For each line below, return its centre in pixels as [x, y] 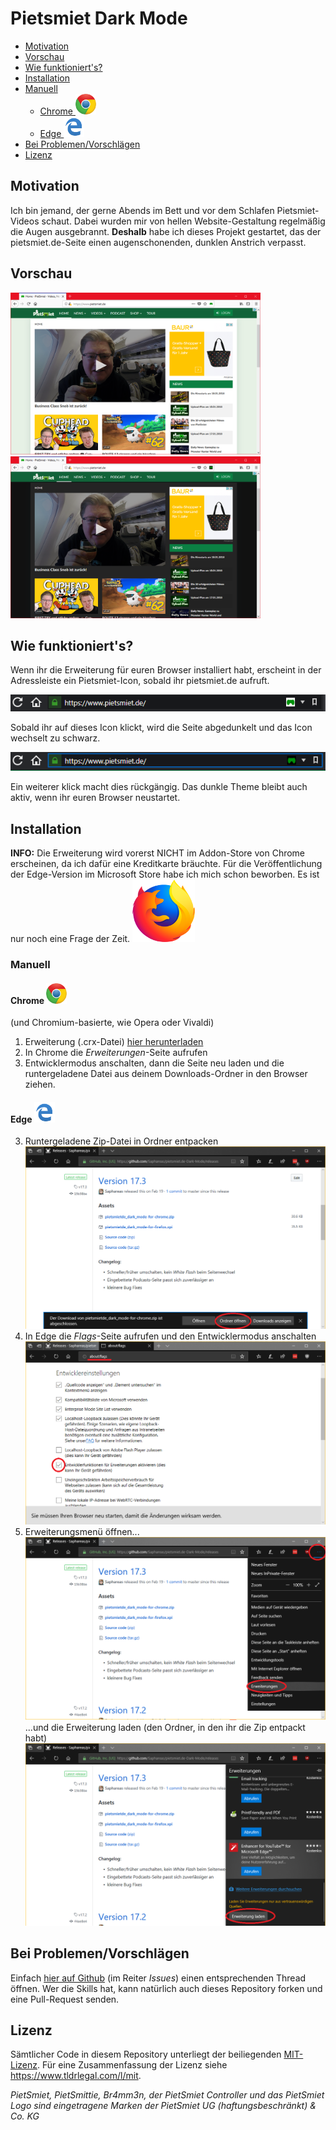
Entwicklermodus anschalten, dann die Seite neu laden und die [154, 1063]
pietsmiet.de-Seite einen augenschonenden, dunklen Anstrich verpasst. [158, 242]
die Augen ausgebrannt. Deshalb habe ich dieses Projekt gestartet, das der [166, 231]
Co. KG [25, 2116]
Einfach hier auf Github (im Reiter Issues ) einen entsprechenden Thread [158, 1978]
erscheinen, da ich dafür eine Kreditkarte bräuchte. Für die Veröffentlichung [166, 864]
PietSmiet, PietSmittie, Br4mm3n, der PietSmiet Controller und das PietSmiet [167, 2095]
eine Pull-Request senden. [65, 1999]
